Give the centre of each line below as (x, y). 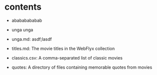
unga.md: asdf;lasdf (32, 39)
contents (23, 7)
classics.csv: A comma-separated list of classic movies (67, 58)
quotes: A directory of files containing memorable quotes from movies (82, 67)
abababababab (27, 20)
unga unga (22, 30)
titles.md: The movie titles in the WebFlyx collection (63, 48)
